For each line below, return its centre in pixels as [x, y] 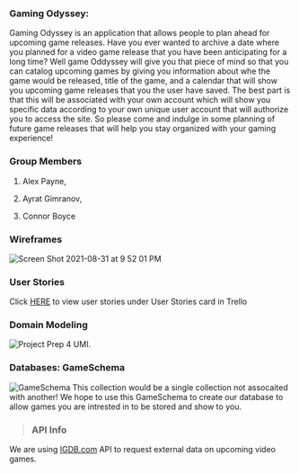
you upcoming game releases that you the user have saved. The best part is [150, 90]
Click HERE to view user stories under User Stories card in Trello [128, 302]
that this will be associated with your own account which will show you [140, 100]
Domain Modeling [48, 325]
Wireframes [36, 239]
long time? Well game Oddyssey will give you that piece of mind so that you [149, 62]
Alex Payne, [44, 181]
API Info [49, 430]
